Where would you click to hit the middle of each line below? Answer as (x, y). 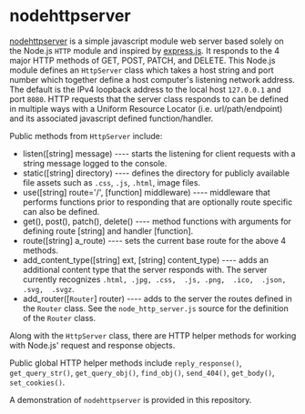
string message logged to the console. (95, 163)
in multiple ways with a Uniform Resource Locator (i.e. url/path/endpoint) (146, 108)
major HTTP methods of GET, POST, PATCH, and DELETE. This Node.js (142, 60)
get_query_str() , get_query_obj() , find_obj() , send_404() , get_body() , (142, 372)
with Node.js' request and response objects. (92, 345)
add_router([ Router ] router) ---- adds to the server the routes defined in (158, 298)
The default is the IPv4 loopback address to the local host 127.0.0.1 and (145, 89)
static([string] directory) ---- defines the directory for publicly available (156, 173)
